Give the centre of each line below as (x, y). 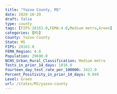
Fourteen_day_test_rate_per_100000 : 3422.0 (51, 70)
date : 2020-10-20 (23, 14)
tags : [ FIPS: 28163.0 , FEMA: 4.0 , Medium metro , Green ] (59, 28)
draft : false (19, 19)
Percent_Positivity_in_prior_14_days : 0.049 (52, 75)
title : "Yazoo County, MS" (33, 10)
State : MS (15, 42)
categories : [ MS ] (23, 33)
